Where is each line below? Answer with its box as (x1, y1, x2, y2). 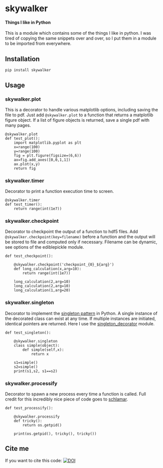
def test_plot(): (5, 136, 40, 141)
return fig (14, 166, 36, 171)
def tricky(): (14, 419, 42, 424)
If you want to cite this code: (5, 457, 62, 463)
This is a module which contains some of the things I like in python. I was (5, 30, 151, 36)
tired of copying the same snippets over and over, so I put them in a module (5, 35, 157, 42)
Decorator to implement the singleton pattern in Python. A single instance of (5, 310, 158, 316)
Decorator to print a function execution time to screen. (5, 189, 114, 194)
